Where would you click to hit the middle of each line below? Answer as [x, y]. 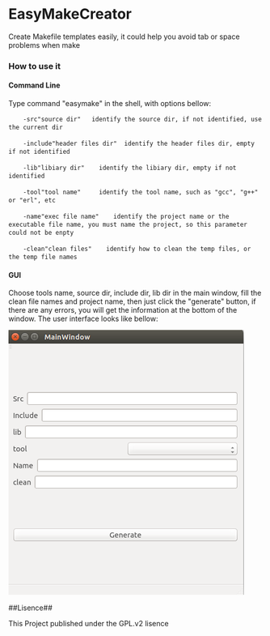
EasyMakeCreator [70, 14]
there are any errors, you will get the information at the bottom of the [123, 310]
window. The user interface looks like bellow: [83, 319]
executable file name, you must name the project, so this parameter [128, 225]
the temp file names [43, 257]
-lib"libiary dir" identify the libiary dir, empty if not [130, 168]
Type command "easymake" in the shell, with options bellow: [110, 104]
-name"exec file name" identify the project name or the [126, 217]
